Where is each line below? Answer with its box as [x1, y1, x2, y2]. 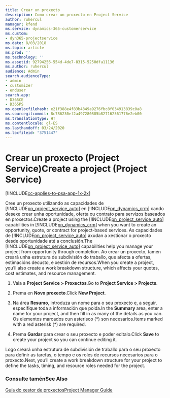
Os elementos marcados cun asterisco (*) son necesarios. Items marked [12, 316, 163, 322]
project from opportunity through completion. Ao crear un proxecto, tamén [5, 249, 161, 255]
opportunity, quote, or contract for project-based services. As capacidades [5, 227, 162, 234]
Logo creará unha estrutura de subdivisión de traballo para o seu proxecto [5, 346, 161, 353]
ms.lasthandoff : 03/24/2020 [5, 125, 65, 130]
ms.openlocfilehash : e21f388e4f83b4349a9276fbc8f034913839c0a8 [5, 107, 142, 112]
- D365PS [5, 102, 24, 107]
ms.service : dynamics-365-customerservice [5, 26, 96, 31]
